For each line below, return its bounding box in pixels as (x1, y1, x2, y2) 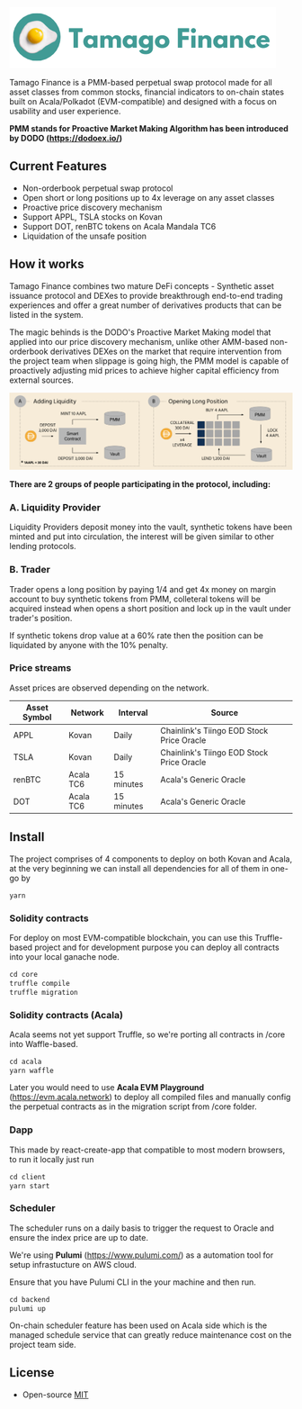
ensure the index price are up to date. (9, 1232, 148, 1242)
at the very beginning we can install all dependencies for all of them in (9, 863, 270, 873)
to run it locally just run (9, 1153, 94, 1164)
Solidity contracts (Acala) (9, 1008, 124, 1021)
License (9, 1365, 55, 1380)
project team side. (9, 1339, 76, 1350)
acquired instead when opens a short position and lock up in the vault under (9, 602, 291, 614)
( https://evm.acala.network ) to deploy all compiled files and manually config (9, 1092, 291, 1103)
